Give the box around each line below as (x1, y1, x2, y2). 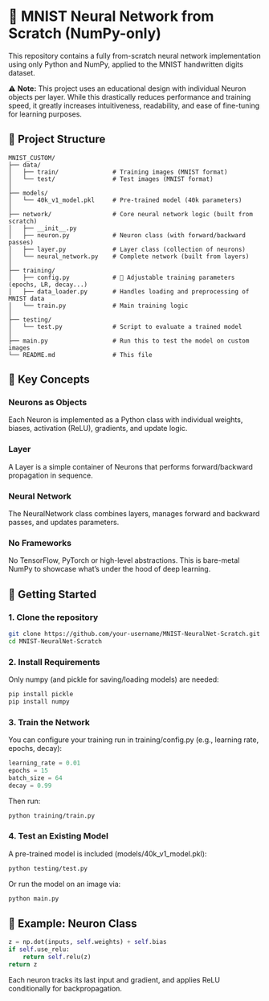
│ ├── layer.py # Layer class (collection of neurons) (8, 245, 247, 253)
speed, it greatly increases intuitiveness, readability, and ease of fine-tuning (8, 101, 260, 110)
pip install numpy (8, 697, 70, 706)
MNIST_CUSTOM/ (8, 154, 56, 162)
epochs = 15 (8, 766, 48, 774)
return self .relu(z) (22, 953, 92, 962)
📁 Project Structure (8, 133, 106, 146)
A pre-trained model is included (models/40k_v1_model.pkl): (8, 848, 207, 859)
